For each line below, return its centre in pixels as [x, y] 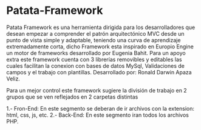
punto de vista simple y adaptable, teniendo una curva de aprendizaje [94, 40]
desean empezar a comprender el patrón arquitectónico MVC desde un [95, 33]
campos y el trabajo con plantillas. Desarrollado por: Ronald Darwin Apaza [99, 72]
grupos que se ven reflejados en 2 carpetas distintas [72, 97]
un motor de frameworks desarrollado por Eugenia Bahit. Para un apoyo [96, 53]
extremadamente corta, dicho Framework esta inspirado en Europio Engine [100, 47]
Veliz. [13, 79]
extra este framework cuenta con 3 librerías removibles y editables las [94, 59]
